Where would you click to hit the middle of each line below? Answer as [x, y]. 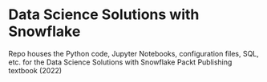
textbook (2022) [35, 70]
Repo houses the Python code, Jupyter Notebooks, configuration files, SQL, [133, 53]
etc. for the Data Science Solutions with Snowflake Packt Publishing [120, 62]
